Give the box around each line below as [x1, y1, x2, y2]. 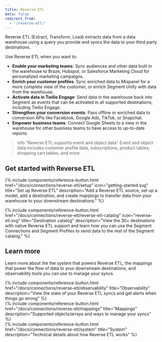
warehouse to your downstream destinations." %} [5, 198, 104, 204]
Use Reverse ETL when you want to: [5, 54, 78, 60]
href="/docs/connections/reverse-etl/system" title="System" [5, 326, 127, 332]
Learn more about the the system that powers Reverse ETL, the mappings [5, 260, 152, 266]
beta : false [5, 12, 29, 17]
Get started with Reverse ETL [5, 164, 96, 173]
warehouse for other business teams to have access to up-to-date [12, 125, 145, 131]
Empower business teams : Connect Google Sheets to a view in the [12, 120, 147, 126]
